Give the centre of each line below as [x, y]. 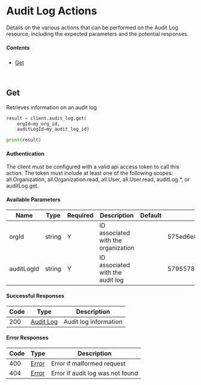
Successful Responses [35, 296]
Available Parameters [33, 200]
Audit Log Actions [52, 11]
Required [80, 215]
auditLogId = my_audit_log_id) [53, 130]
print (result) [24, 140]
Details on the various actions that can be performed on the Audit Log [92, 27]
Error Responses [28, 338]
